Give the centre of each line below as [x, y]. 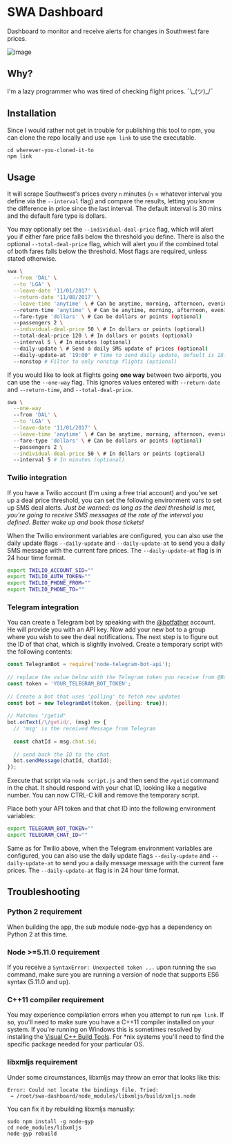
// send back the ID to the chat [61, 755]
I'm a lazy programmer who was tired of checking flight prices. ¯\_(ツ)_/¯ [110, 91]
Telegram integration [43, 607]
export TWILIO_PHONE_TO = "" [46, 590]
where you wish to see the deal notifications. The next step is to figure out [113, 637]
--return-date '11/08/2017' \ [57, 297]
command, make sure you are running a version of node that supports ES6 [113, 974]
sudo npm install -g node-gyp [51, 1121]
